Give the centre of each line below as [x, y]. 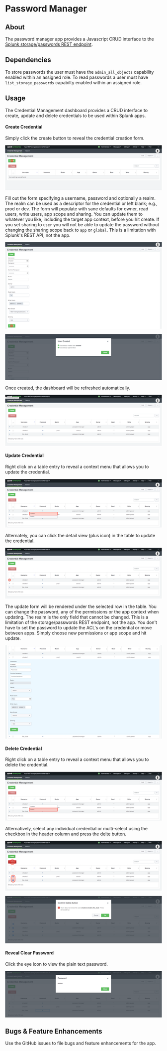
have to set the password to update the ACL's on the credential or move [79, 627]
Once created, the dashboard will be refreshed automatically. [68, 388]
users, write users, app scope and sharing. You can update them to [74, 214]
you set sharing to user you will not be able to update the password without [82, 225]
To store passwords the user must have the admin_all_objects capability [80, 72]
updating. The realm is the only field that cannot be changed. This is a [77, 617]
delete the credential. [27, 765]
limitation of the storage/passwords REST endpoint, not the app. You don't [81, 622]
